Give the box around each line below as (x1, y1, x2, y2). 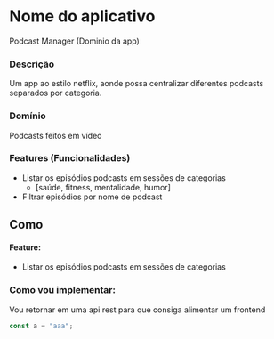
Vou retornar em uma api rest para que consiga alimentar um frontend (9, 304, 266, 315)
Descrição (9, 58, 55, 70)
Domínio (9, 109, 46, 122)
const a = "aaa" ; (9, 321, 74, 330)
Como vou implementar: (9, 284, 116, 296)
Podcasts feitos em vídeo (9, 130, 102, 141)
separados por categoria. (9, 87, 102, 99)
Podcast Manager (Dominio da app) (9, 36, 140, 46)
